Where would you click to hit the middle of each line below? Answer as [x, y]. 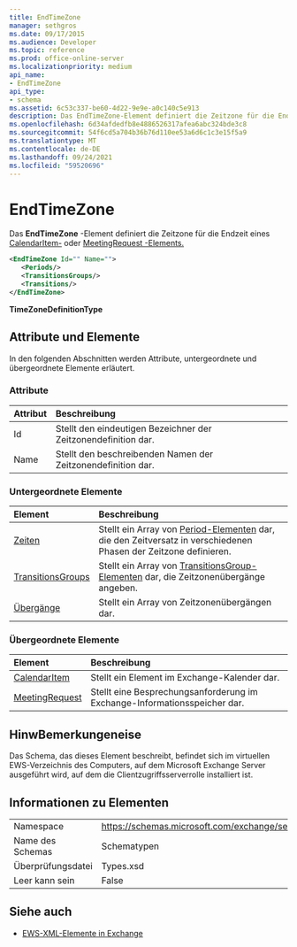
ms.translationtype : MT [53, 141]
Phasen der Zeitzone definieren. [165, 551]
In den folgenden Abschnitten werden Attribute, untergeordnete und [133, 358]
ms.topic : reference [47, 50]
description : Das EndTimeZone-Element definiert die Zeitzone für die [142, 116]
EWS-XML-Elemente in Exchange [83, 933]
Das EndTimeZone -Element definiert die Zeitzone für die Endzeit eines [140, 234]
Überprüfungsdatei [53, 866]
